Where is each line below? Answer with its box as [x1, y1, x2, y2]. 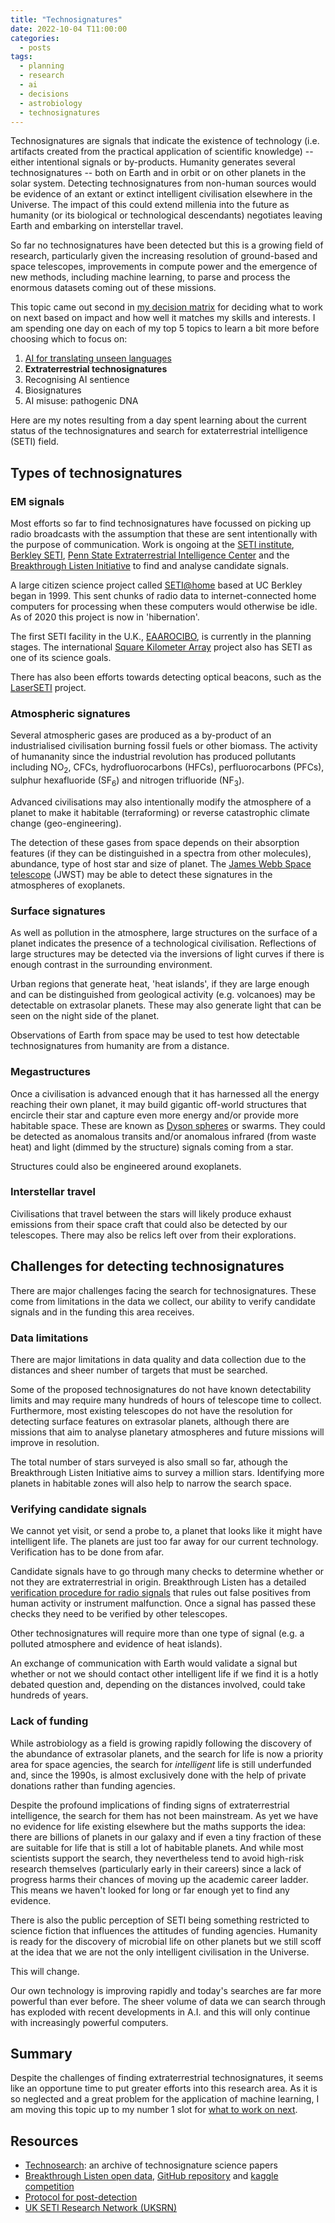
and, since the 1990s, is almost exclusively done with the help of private [10, 1769, 307, 1781]
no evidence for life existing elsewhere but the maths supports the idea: [10, 1820, 307, 1832]
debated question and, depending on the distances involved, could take [10, 1679, 306, 1691]
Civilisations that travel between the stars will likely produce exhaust [10, 1207, 292, 1220]
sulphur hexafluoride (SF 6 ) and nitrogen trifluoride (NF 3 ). [10, 774, 245, 788]
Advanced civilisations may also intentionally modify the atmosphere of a [10, 796, 312, 808]
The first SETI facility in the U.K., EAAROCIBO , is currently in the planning [10, 631, 312, 643]
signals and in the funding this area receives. [10, 1306, 195, 1318]
